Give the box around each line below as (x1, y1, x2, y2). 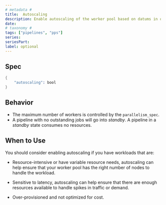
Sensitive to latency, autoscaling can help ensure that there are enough (12, 179, 157, 185)
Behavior (5, 99, 34, 107)
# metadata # (5, 7, 32, 12)
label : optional (5, 44, 39, 49)
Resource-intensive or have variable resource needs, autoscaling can (12, 159, 154, 165)
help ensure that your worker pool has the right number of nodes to (12, 164, 150, 170)
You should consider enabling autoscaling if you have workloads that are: (5, 150, 155, 155)
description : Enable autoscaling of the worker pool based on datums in (5, 16, 158, 21)
